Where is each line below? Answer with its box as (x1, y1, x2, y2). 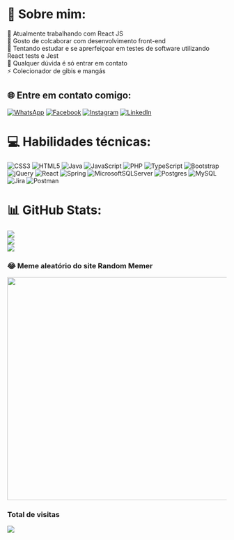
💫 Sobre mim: (7, 6, 86, 22)
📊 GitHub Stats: (7, 202, 102, 218)
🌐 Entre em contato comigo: (7, 90, 132, 102)
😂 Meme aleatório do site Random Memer (7, 261, 153, 270)
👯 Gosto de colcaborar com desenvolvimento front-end (7, 36, 166, 45)
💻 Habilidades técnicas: (7, 134, 151, 149)
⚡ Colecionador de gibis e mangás (7, 66, 106, 75)
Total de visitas (7, 509, 61, 519)
